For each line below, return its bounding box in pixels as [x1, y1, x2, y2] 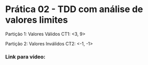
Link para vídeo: [5, 53, 45, 60]
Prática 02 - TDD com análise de [5, 4, 143, 15]
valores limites [5, 14, 68, 26]
